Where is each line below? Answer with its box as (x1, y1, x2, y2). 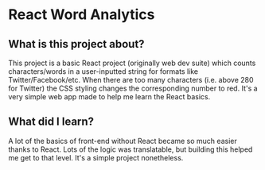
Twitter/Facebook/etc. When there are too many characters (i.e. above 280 (8, 75, 254, 84)
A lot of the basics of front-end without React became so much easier (8, 136, 237, 145)
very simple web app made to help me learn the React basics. (8, 92, 211, 101)
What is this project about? (8, 37, 145, 51)
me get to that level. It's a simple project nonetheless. (8, 153, 184, 162)
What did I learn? (8, 115, 94, 129)
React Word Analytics (8, 6, 155, 24)
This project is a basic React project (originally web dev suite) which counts (8, 58, 256, 68)
